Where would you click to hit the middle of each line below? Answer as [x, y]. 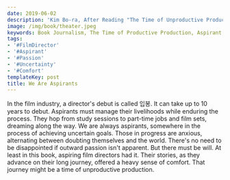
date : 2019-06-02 [32, 13]
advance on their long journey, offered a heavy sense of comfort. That [106, 162]
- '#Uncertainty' [32, 64]
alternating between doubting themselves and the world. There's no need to [114, 140]
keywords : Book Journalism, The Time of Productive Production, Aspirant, [116, 33]
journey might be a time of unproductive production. [81, 170]
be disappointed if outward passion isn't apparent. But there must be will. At [114, 148]
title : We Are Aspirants [42, 83]
